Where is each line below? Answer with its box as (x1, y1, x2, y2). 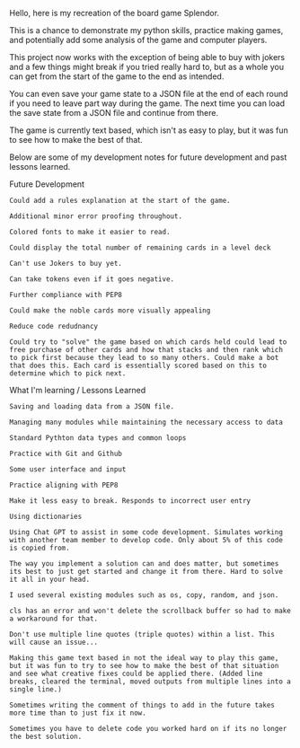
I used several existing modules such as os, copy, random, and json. (9, 591, 279, 600)
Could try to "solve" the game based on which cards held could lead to (9, 338, 287, 347)
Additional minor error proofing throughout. (9, 212, 182, 221)
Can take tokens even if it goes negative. (9, 275, 175, 284)
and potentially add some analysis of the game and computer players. (9, 35, 268, 45)
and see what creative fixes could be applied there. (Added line (9, 669, 263, 678)
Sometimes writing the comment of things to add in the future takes (9, 700, 276, 709)
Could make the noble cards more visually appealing (9, 306, 211, 315)
